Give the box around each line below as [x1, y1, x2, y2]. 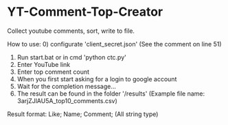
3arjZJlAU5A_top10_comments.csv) [16, 96, 118, 105]
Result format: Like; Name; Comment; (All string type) [7, 110, 159, 118]
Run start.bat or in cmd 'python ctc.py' [16, 53, 127, 61]
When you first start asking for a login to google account [16, 74, 177, 83]
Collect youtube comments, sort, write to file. [7, 27, 135, 35]
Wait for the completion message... [16, 82, 117, 90]
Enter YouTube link [16, 60, 71, 68]
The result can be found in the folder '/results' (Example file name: [16, 89, 205, 98]
